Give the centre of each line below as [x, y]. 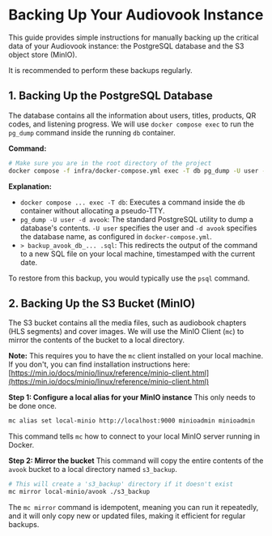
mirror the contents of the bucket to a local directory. [96, 340]
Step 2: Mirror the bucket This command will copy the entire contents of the [136, 461]
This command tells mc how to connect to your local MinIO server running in [134, 436]
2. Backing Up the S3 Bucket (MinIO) [102, 303]
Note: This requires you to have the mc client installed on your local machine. [136, 356]
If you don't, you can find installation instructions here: [99, 364]
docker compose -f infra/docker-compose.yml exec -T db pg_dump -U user [134, 171]
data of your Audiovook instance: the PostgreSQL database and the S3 [126, 45]
